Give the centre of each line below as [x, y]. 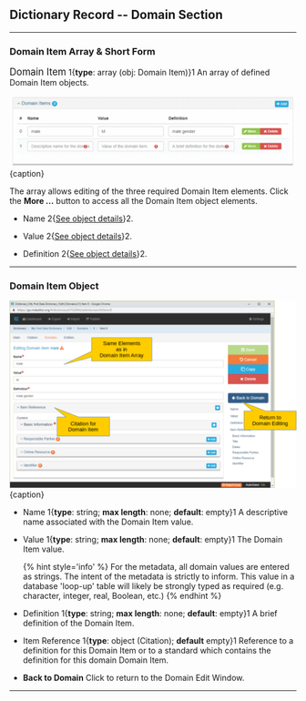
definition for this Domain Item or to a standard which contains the [147, 651]
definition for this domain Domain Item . [96, 660]
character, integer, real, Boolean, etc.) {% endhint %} [122, 596]
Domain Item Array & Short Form [82, 51]
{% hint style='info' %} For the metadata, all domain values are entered [156, 567]
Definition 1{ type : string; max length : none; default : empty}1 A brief [150, 614]
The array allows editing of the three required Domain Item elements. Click [149, 191]
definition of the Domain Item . [78, 624]
